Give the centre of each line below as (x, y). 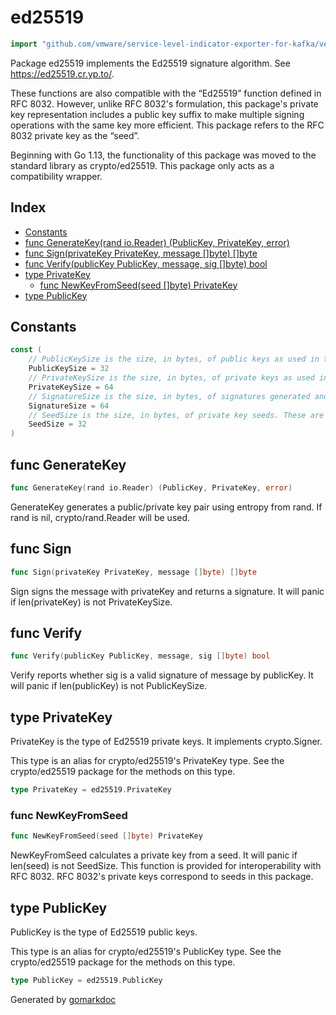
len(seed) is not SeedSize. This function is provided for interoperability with (166, 866)
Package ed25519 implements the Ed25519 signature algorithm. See (150, 63)
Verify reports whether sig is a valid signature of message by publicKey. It (162, 675)
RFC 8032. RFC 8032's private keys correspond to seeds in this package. (162, 877)
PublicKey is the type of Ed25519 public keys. (104, 932)
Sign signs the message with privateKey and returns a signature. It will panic (167, 591)
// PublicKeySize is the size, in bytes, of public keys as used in (174, 359)
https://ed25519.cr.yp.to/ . (62, 73)
